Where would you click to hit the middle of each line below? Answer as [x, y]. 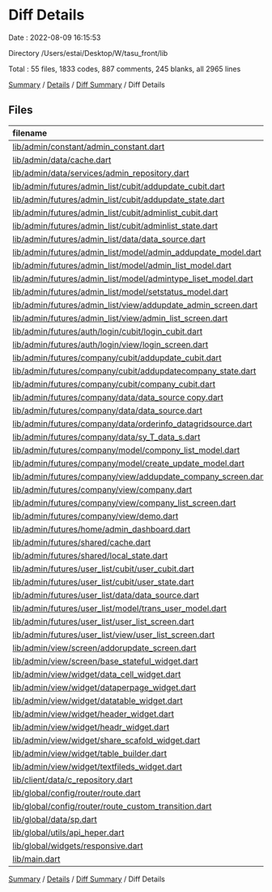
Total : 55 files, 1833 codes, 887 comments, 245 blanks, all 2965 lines [125, 69]
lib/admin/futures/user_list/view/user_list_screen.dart [114, 635]
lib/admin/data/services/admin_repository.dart [101, 173]
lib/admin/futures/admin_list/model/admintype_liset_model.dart [133, 278]
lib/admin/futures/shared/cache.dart [82, 542]
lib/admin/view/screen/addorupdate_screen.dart [104, 648]
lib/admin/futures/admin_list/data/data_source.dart [109, 239]
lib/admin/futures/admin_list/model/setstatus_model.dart [120, 291]
